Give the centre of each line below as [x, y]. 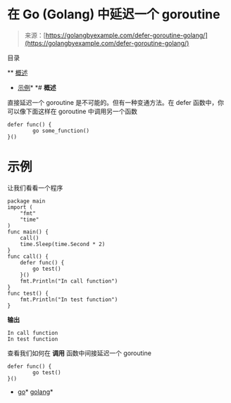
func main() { [28, 232]
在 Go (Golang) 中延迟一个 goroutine [114, 14]
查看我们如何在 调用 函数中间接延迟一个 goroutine [79, 353]
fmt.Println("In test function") [69, 300]
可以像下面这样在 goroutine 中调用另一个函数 [72, 111]
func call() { [28, 256]
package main [26, 201]
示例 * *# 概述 [37, 87]
